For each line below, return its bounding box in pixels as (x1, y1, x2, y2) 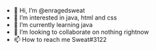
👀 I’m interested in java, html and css (13, 14, 118, 22)
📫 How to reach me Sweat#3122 (13, 36, 107, 43)
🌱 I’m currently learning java (13, 21, 93, 28)
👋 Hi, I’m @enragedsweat (13, 7, 86, 14)
